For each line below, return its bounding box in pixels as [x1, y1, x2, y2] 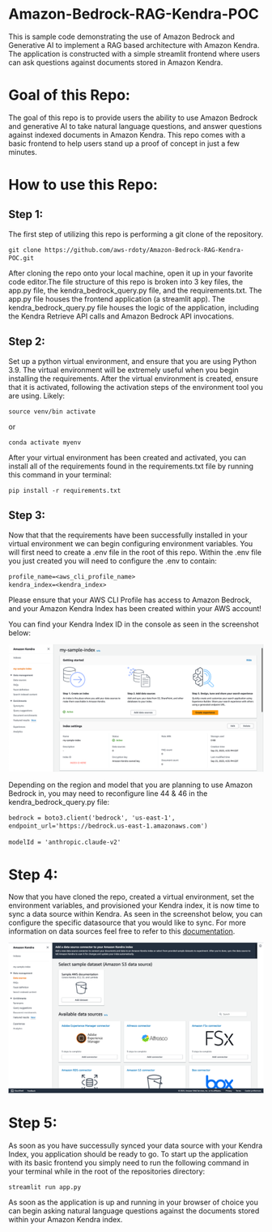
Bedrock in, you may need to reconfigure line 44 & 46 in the [8, 789, 208, 798]
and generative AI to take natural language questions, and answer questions [8, 121, 262, 130]
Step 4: [8, 865, 58, 883]
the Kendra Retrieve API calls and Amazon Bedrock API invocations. [8, 311, 235, 321]
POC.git [8, 254, 35, 262]
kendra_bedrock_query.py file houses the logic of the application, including [8, 302, 259, 312]
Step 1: [8, 207, 44, 221]
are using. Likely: [8, 391, 66, 400]
